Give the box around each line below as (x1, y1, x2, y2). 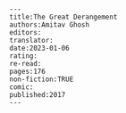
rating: (9, 52, 38, 61)
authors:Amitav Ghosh (9, 20, 90, 29)
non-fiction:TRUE (9, 75, 74, 84)
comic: (9, 83, 34, 92)
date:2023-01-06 (9, 44, 70, 52)
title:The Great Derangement (9, 12, 118, 21)
